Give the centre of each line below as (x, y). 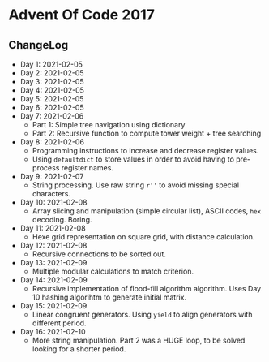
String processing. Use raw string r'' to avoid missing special (136, 185)
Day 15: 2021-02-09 (53, 306)
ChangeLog (38, 45)
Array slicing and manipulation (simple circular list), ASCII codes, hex (147, 211)
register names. (87, 168)
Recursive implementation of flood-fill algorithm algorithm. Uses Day (147, 289)
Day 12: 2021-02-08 (53, 246)
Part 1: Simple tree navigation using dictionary (109, 125)
